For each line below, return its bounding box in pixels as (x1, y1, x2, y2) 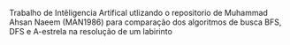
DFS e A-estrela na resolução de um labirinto (9, 26, 172, 36)
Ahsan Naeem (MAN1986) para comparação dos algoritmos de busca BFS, (9, 17, 282, 27)
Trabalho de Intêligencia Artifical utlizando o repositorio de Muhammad (9, 8, 268, 18)
